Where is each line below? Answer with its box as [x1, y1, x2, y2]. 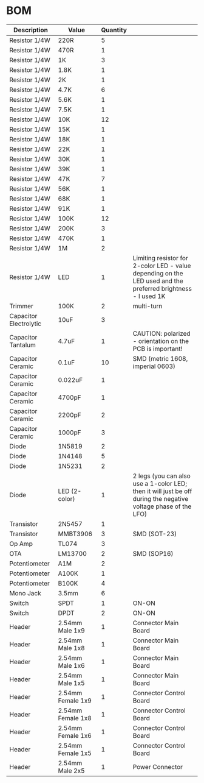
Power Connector [132, 762, 183, 771]
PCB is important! [132, 344, 183, 353]
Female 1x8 [58, 714, 92, 722]
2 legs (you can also [132, 472, 191, 480]
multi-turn [132, 302, 163, 310]
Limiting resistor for [132, 253, 188, 262]
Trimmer [9, 302, 33, 310]
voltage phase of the [132, 502, 192, 511]
